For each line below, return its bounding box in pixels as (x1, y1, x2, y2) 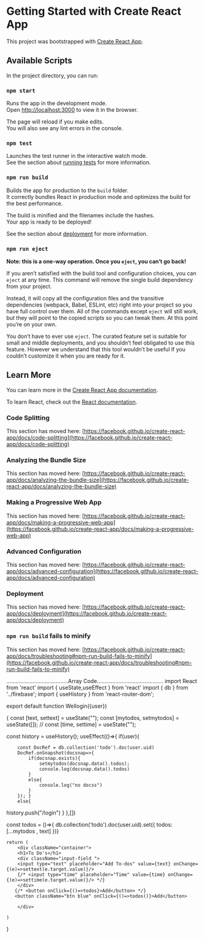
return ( (6, 839, 29, 845)
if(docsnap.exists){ (28, 755, 81, 761)
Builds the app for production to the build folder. (6, 186, 129, 194)
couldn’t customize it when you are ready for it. (6, 352, 125, 359)
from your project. (6, 283, 52, 290)
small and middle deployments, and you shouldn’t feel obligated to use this (6, 339, 195, 346)
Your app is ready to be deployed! (6, 218, 92, 225)
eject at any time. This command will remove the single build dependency (6, 276, 193, 283)
